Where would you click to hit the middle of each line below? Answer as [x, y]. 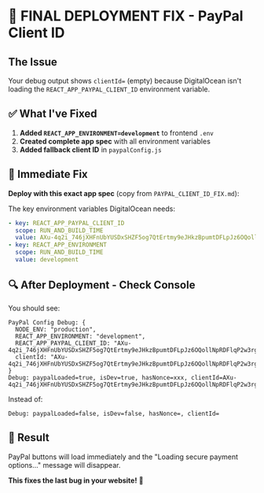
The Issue [33, 62]
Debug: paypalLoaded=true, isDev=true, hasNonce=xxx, [98, 377]
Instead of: [26, 399]
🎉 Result [29, 437]
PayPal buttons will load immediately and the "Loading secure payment [123, 457]
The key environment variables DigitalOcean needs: [92, 209]
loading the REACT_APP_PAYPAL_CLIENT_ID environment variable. [109, 89]
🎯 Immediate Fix [48, 174]
